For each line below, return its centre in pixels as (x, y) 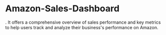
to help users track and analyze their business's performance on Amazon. (82, 27)
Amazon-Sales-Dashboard (62, 9)
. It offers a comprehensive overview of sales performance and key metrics (83, 22)
